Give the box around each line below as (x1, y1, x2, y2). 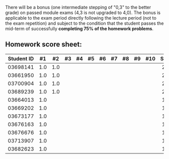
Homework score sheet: (5, 40, 82, 49)
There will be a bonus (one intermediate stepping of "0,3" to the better (5, 5, 151, 10)
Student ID (8, 55, 34, 62)
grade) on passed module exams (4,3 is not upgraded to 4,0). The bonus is (5, 10, 161, 16)
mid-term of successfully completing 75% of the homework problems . (5, 26, 154, 32)
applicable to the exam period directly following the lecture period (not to (5, 15, 157, 21)
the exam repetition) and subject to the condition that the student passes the (5, 20, 164, 26)
